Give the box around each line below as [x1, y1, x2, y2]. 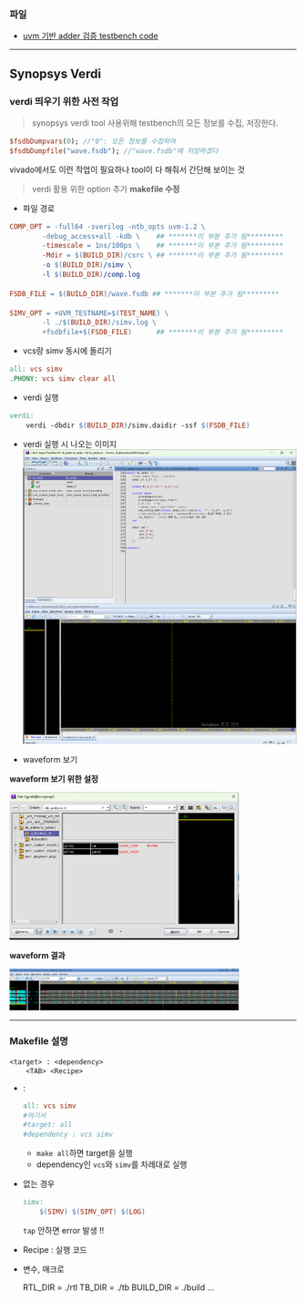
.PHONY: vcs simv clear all [9, 374, 117, 384]
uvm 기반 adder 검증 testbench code [22, 30, 158, 42]
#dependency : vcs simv [22, 1130, 114, 1140]
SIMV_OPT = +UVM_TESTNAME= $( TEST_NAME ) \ [9, 308, 169, 318]
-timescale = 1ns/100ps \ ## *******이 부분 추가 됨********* [42, 241, 284, 251]
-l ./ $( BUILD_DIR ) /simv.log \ [42, 318, 157, 327]
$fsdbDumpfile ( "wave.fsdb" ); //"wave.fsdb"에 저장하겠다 [9, 146, 219, 156]
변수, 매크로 [22, 1264, 66, 1275]
